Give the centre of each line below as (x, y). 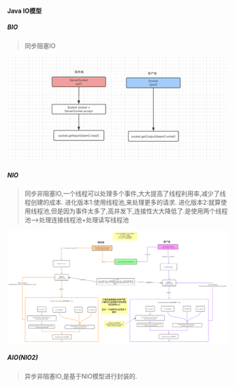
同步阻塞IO (40, 46)
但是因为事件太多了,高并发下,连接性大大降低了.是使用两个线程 (139, 211)
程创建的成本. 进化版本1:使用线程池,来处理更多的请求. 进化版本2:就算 (123, 203)
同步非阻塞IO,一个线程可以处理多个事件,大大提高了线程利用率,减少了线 (125, 193)
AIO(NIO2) (23, 358)
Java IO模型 (24, 11)
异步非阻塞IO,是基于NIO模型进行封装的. (81, 376)
